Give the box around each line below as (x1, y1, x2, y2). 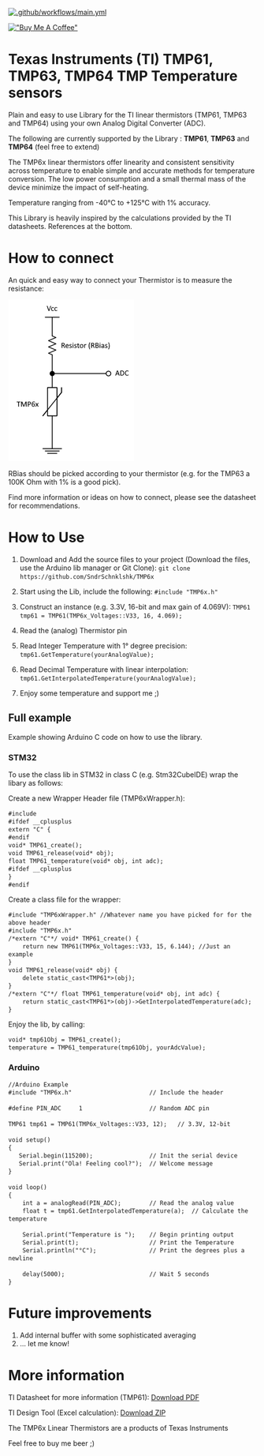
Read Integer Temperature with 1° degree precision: (19, 640, 188, 651)
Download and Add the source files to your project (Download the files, (19, 554, 251, 564)
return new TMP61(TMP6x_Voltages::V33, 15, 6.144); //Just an (22, 942, 231, 951)
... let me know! (19, 1339, 69, 1349)
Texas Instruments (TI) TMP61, (8, 51, 214, 69)
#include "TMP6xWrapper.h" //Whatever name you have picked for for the (8, 910, 252, 919)
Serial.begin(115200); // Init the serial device (18, 1152, 238, 1160)
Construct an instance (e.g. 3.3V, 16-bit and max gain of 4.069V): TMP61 (19, 602, 251, 611)
